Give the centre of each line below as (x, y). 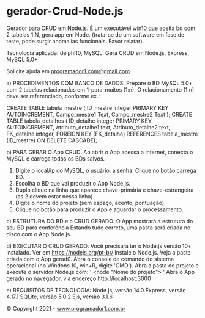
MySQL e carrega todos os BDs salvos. (56, 158)
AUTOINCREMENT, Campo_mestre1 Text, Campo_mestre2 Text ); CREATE (99, 114)
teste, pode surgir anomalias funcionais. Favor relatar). (75, 41)
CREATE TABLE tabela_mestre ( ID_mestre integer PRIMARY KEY (88, 107)
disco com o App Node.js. (39, 234)
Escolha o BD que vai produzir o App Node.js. (73, 183)
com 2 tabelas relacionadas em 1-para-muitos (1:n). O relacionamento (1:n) (100, 89)
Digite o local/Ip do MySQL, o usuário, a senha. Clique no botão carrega (106, 170)
